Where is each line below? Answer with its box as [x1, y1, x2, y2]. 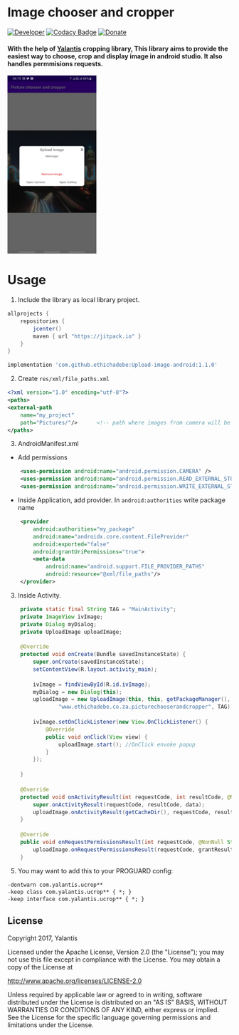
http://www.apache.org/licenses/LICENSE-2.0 [7, 977, 142, 985]
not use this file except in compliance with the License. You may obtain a [7, 955, 221, 964]
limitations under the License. [7, 1020, 94, 1029]
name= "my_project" [20, 411, 75, 419]
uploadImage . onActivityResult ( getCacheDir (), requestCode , [33, 808, 212, 816]
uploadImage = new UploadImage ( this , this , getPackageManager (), [33, 696, 231, 703]
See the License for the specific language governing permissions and [7, 1013, 211, 1021]
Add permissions [17, 453, 68, 462]
